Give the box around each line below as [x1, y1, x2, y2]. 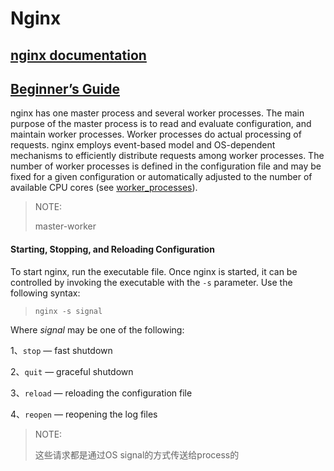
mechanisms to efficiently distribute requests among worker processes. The [10, 150, 325, 162]
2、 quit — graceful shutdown [10, 365, 134, 377]
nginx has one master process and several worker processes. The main [10, 107, 305, 119]
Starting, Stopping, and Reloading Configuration [10, 243, 215, 255]
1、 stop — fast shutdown [10, 344, 113, 356]
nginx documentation [10, 47, 147, 64]
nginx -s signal [34, 306, 103, 316]
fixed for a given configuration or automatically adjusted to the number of [10, 171, 313, 183]
